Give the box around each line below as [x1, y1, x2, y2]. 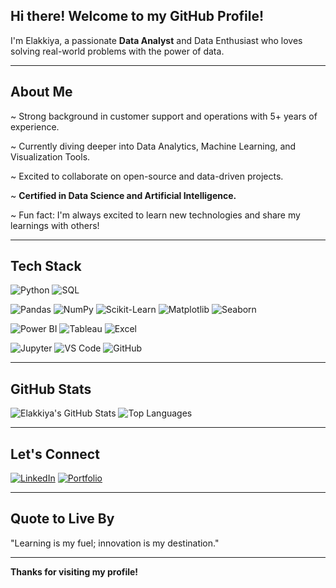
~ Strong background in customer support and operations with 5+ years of [10, 110, 318, 122]
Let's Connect [10, 445, 100, 463]
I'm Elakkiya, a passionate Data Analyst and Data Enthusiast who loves [10, 34, 303, 46]
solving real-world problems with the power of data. [10, 45, 225, 57]
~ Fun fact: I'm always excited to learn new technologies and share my [10, 209, 301, 221]
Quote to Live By [10, 510, 115, 528]
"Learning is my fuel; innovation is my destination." [10, 537, 220, 549]
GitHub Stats [10, 380, 92, 398]
